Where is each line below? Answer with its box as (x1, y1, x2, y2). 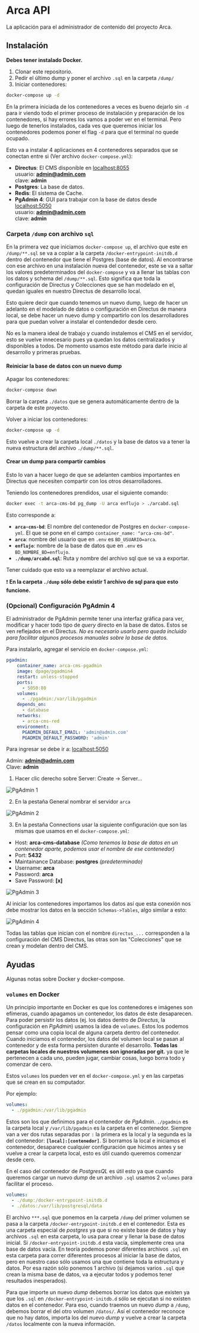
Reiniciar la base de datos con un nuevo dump (6, 362, 122, 370)
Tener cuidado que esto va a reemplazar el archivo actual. (6, 566, 149, 573)
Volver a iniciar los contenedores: (6, 416, 88, 423)
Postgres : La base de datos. (14, 183, 84, 190)
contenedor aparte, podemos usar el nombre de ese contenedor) (14, 845, 175, 852)
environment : (17, 724, 49, 730)
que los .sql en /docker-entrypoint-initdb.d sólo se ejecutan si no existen (6, 1295, 191, 1302)
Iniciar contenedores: (14, 80, 67, 88)
